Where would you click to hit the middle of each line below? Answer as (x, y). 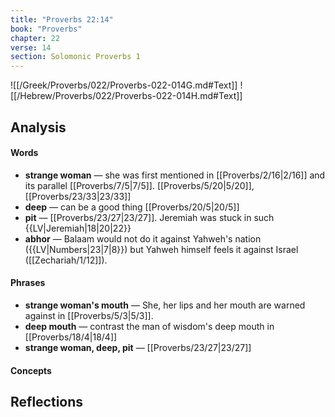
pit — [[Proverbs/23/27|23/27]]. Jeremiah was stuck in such (149, 217)
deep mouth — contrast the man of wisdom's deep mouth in (149, 326)
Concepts (31, 370)
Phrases (28, 283)
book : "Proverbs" (46, 29)
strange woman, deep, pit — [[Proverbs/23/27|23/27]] (138, 347)
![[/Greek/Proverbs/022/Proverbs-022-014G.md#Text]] (124, 85)
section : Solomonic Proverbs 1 (75, 57)
